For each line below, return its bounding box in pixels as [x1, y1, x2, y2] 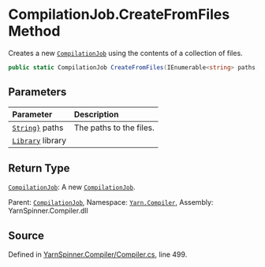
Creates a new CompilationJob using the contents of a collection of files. [8, 48, 243, 57]
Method [8, 22, 61, 40]
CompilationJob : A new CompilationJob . [8, 183, 136, 192]
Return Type [8, 161, 70, 175]
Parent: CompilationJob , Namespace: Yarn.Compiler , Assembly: [8, 198, 214, 207]
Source [8, 228, 45, 242]
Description [73, 109, 119, 120]
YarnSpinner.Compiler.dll [8, 206, 88, 216]
